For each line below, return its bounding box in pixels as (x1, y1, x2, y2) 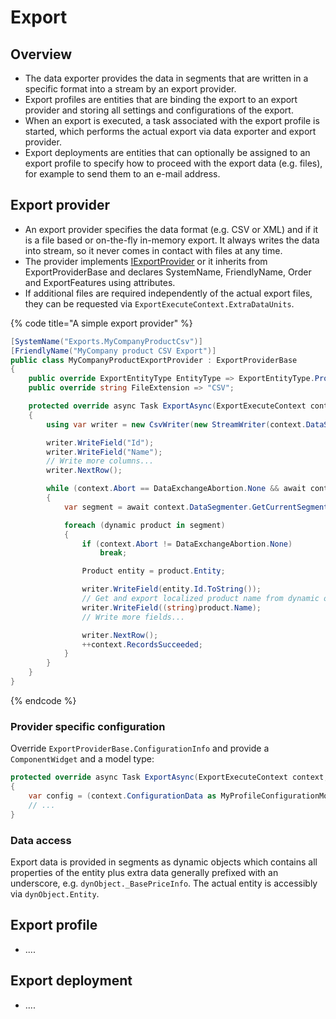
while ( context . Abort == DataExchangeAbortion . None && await (46, 484, 307, 494)
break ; (99, 548, 128, 558)
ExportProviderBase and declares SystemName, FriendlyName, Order (24, 266, 312, 278)
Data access (10, 833, 72, 847)
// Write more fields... (81, 612, 186, 622)
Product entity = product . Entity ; (81, 566, 226, 576)
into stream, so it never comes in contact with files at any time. (24, 244, 283, 256)
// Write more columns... (46, 456, 155, 466)
